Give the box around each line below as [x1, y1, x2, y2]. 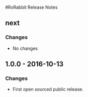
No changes [12, 45, 38, 51]
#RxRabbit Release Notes [5, 5, 58, 10]
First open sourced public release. [12, 86, 84, 92]
